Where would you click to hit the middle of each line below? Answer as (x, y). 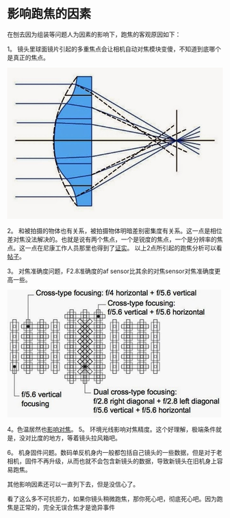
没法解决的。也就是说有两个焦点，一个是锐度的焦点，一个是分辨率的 (121, 239)
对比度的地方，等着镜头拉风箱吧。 (73, 438)
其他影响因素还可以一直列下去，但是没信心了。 (73, 484)
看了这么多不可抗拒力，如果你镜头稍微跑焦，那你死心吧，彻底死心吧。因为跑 (115, 499)
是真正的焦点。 (28, 57)
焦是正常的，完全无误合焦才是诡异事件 (61, 507)
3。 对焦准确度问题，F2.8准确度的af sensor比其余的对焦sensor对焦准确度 (111, 271)
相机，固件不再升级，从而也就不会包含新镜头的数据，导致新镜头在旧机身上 (112, 461)
